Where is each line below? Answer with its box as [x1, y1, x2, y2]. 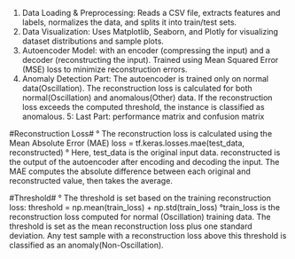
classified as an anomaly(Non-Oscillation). [9, 239, 164, 250]
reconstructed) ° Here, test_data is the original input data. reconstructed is [9, 147, 281, 158]
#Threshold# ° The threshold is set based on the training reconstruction [9, 192, 272, 203]
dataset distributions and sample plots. [21, 35, 164, 46]
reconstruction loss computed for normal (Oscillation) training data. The [9, 212, 271, 222]
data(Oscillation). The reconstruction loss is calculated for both [21, 83, 252, 93]
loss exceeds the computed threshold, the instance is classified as [21, 102, 265, 112]
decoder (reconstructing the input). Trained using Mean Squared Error [21, 55, 279, 65]
